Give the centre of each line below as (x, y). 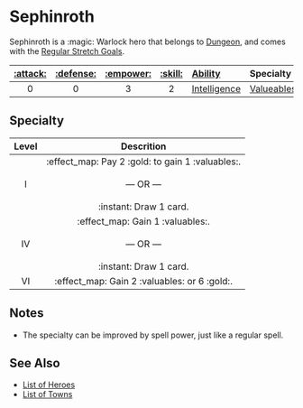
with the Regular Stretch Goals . (67, 51)
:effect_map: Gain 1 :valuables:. (143, 221)
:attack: (30, 73)
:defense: (76, 73)
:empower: (128, 73)
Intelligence (216, 88)
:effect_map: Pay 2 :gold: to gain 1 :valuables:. (144, 162)
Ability (206, 73)
